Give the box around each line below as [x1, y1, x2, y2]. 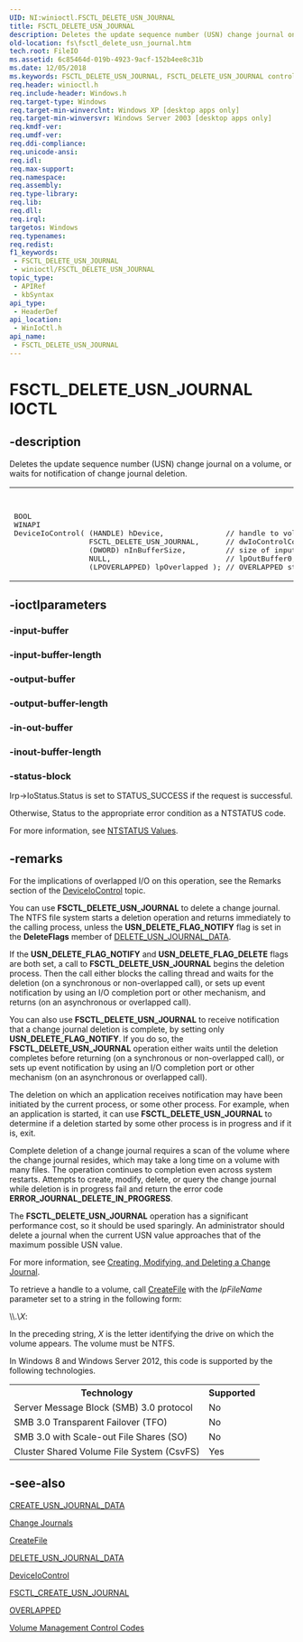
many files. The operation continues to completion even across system [9, 1164, 272, 1174]
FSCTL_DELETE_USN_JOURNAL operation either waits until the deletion [9, 1043, 279, 1053]
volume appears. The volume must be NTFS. [9, 1338, 176, 1349]
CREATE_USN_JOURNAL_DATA [9, 1499, 125, 1510]
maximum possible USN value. [9, 1238, 124, 1250]
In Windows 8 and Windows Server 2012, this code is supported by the [9, 1355, 273, 1366]
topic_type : [9, 274, 54, 283]
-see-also [9, 1476, 66, 1491]
